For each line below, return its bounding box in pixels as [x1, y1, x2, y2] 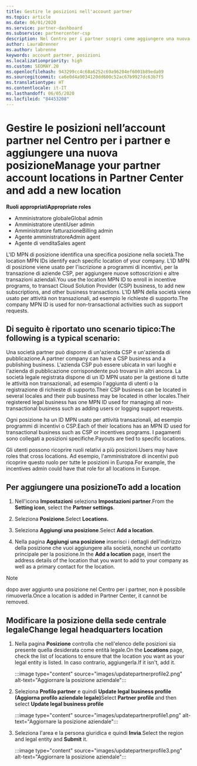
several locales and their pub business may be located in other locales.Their [6, 392, 190, 399]
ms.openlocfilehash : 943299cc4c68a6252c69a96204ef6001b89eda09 [6, 69, 164, 75]
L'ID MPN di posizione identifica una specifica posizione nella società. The [6, 251, 185, 258]
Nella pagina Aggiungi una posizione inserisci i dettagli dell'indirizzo [14, 538, 182, 545]
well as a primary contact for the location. [14, 563, 116, 570]
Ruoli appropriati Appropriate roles [6, 203, 91, 210]
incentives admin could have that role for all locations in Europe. [6, 465, 161, 472]
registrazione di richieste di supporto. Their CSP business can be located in [6, 386, 187, 394]
